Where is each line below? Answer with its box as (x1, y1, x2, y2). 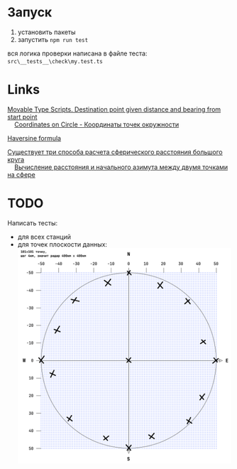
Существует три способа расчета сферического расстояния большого (7, 147, 224, 156)
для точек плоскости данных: (17, 239, 108, 249)
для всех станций (17, 232, 72, 241)
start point (7, 112, 38, 121)
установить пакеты (17, 28, 76, 36)
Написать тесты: (7, 218, 58, 227)
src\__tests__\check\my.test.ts (7, 58, 103, 65)
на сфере (7, 170, 35, 178)
